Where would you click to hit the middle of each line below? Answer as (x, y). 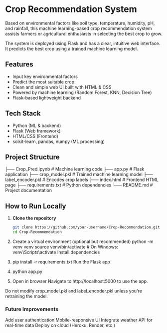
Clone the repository (34, 218)
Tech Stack (23, 113)
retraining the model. (27, 296)
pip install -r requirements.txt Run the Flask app (61, 261)
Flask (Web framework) (36, 130)
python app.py (27, 271)
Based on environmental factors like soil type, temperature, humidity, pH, (80, 23)
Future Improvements (32, 309)
